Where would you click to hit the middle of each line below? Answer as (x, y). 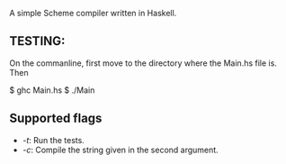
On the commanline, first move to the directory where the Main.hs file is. (143, 63)
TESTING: (37, 41)
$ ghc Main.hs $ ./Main (52, 90)
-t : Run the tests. (54, 140)
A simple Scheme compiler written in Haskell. (93, 13)
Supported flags (56, 118)
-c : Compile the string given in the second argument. (120, 150)
